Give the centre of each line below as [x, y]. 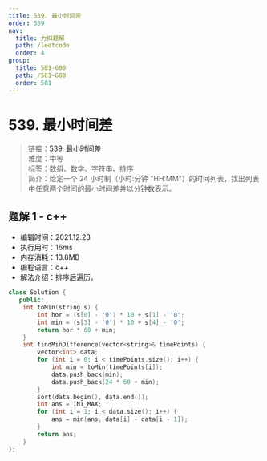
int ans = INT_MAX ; [70, 404]
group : [19, 61]
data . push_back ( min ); [87, 374]
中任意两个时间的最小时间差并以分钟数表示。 [102, 188]
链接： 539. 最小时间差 [65, 148]
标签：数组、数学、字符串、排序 [81, 168]
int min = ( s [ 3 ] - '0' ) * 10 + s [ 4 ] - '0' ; [111, 322]
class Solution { [37, 293]
